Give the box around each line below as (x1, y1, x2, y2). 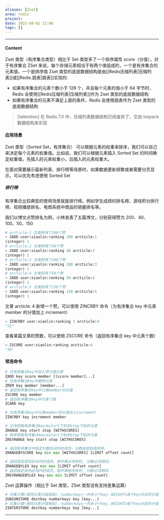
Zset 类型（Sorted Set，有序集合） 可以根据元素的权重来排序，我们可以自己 (5, 144, 158, 149)
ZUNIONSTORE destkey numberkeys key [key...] (5, 497, 99, 501)
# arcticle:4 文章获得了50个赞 (5, 271, 63, 276)
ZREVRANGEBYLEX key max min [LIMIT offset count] (5, 473, 108, 478)
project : (5, 16, 23, 21)
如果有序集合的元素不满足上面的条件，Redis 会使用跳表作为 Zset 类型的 (12, 97, 156, 103)
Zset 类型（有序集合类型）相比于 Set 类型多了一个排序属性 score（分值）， (5, 57, 155, 62)
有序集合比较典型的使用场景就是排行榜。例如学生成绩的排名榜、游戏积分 (5, 198, 150, 204)
